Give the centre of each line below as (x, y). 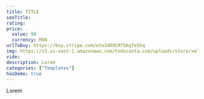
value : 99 (24, 34)
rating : (16, 23)
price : (15, 29)
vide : (13, 57)
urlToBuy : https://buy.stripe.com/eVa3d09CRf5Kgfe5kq (76, 46)
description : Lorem (31, 62)
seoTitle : (19, 18)
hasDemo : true (24, 74)
